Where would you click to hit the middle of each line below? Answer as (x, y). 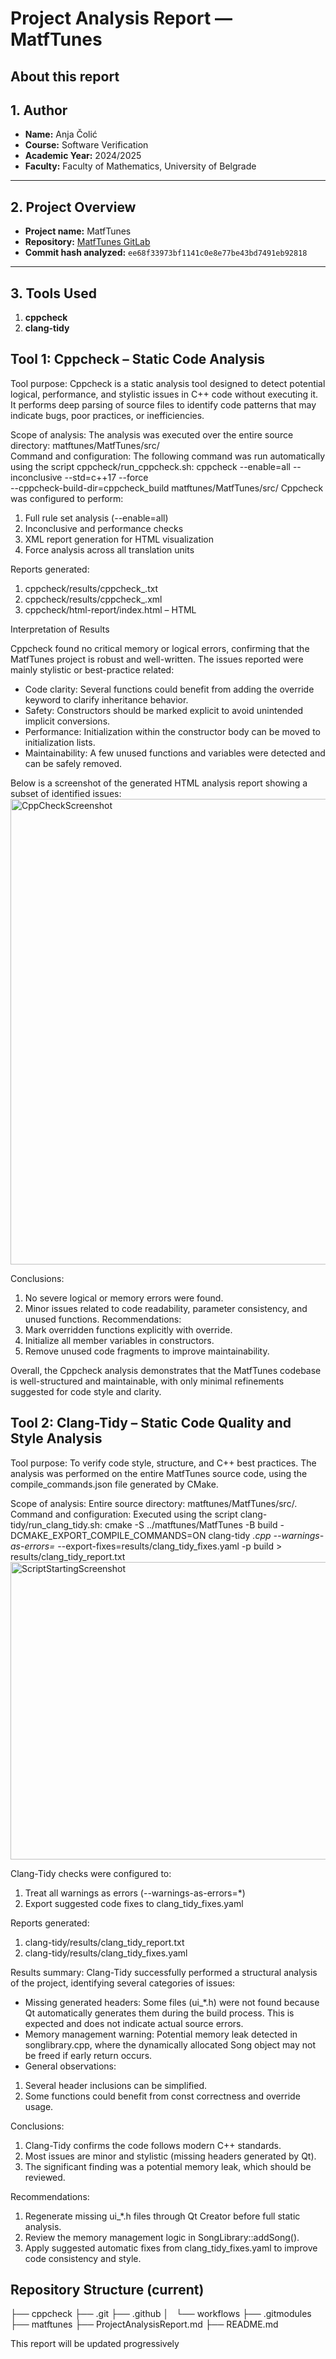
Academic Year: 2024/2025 (83, 156)
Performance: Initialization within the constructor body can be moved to (172, 731)
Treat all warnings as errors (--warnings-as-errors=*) (135, 1893)
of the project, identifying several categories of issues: (123, 1983)
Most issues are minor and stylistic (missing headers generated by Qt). (170, 2156)
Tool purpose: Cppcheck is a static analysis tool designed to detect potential (168, 383)
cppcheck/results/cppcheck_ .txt (91, 588)
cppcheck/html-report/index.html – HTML (110, 609)
